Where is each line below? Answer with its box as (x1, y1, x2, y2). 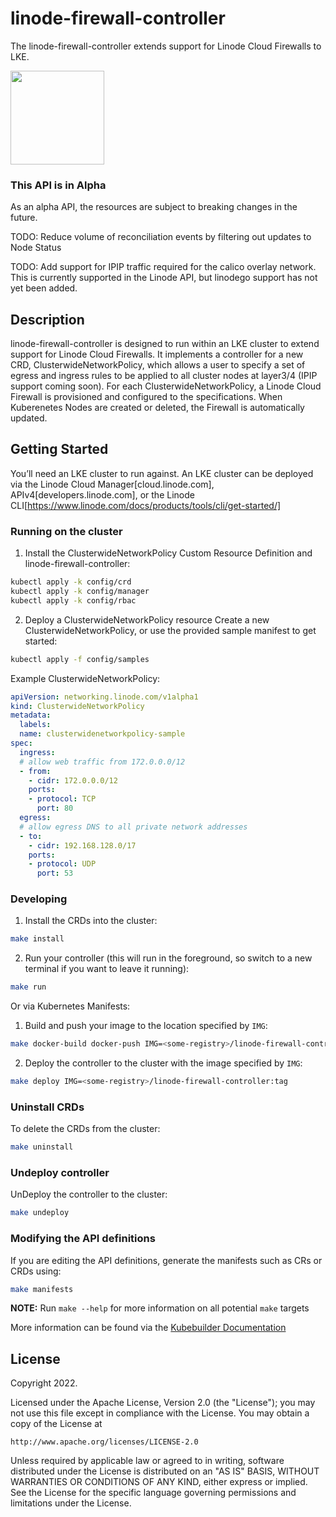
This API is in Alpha (10, 178, 107, 192)
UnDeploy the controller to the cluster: (10, 1188, 168, 1201)
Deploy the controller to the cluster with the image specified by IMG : (24, 1057, 303, 1069)
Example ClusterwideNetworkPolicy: (10, 672, 161, 684)
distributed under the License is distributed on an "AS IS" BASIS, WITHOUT (10, 1465, 320, 1477)
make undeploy (10, 1208, 70, 1218)
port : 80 (36, 803, 74, 814)
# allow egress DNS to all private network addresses (19, 822, 248, 832)
